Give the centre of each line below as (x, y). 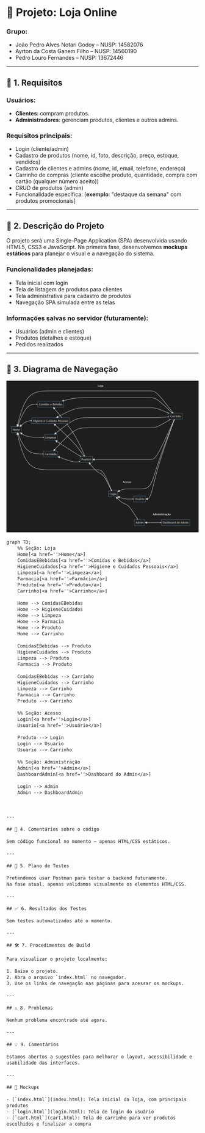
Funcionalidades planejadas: (50, 269)
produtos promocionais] (45, 201)
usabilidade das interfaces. (43, 1063)
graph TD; (19, 542)
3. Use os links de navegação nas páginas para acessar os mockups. (95, 983)
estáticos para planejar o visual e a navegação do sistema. (81, 253)
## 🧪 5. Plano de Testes (38, 866)
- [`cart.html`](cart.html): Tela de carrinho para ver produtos (91, 1118)
